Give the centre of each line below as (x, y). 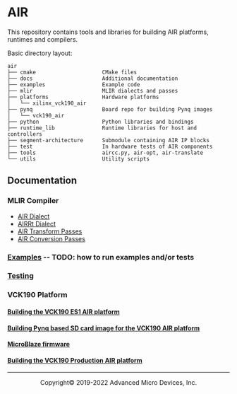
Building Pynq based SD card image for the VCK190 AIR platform (103, 328)
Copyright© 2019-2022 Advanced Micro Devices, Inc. (119, 383)
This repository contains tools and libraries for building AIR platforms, (108, 32)
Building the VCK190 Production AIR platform (75, 360)
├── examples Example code (74, 85)
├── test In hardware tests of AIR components (110, 146)
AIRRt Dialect (37, 224)
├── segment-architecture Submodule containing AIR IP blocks (109, 140)
